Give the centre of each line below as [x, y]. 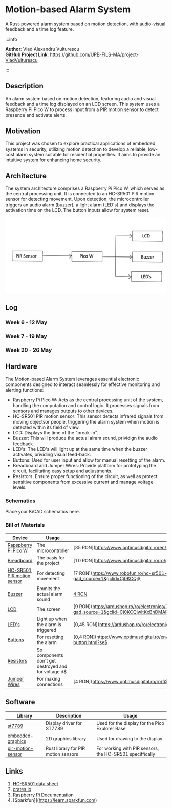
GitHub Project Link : [27, 54]
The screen [49, 609]
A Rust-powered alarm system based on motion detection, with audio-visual [85, 24]
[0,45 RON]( [87, 625]
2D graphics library [66, 738]
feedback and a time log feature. [40, 29]
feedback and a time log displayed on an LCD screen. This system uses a [83, 104]
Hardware [21, 367]
